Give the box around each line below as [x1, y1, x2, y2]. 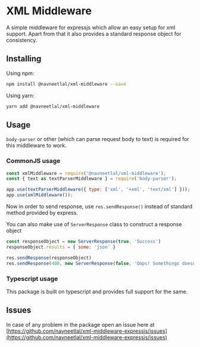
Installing [6, 54, 42, 64]
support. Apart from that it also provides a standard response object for [6, 30, 182, 37]
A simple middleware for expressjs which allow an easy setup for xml [6, 24, 176, 31]
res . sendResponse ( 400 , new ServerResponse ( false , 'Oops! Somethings [6, 260, 180, 266]
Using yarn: [6, 92, 35, 99]
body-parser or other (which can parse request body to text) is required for [6, 136, 189, 143]
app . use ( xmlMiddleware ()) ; [6, 192, 73, 198]
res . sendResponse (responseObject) [6, 255, 92, 261]
